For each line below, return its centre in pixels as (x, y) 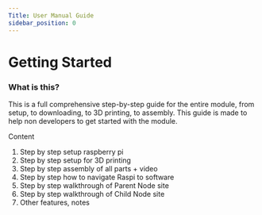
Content (21, 136)
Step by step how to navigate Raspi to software (97, 177)
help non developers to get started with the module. (93, 121)
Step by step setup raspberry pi (71, 152)
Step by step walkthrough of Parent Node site (94, 185)
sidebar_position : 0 (42, 23)
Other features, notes (54, 202)
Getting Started (60, 62)
